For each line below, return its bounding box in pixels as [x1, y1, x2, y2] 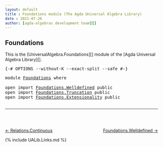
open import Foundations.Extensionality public [5, 95, 120, 100]
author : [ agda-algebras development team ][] [5, 20, 97, 26]
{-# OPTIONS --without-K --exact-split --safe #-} [5, 66, 128, 72]
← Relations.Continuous [5, 128, 53, 133]
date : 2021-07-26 [5, 16, 42, 21]
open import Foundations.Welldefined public [5, 85, 113, 90]
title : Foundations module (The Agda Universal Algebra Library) [5, 12, 142, 16]
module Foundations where [5, 75, 67, 81]
